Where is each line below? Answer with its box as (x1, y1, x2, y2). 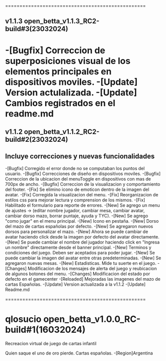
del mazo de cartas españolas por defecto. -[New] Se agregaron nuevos (5, 223, 154, 229)
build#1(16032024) (5, 324, 86, 335)
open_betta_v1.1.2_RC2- (24, 127, 100, 136)
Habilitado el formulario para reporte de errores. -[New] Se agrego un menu (5, 202, 160, 208)
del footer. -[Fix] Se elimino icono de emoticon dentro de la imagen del (5, 186, 150, 192)
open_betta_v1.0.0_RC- (43, 313, 141, 325)
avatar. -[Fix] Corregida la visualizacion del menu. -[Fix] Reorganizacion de (5, 191, 159, 197)
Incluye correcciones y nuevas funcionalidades (5, 152, 155, 161)
